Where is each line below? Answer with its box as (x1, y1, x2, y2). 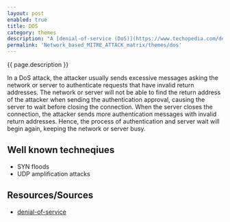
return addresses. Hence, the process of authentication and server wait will (7, 117, 220, 125)
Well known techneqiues (7, 144, 115, 156)
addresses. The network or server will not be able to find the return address (7, 88, 221, 96)
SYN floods (16, 162, 50, 171)
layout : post (7, 10, 44, 17)
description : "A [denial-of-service (7, 36, 112, 42)
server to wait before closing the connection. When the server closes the (7, 103, 214, 111)
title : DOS (7, 23, 38, 29)
